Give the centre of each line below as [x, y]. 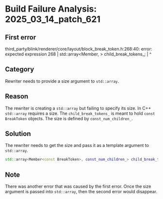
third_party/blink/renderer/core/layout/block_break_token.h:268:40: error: [79, 49]
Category [20, 69]
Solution [18, 134]
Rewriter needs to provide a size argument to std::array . [62, 81]
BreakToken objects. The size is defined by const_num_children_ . [69, 118]
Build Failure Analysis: [51, 9]
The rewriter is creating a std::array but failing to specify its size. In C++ [78, 108]
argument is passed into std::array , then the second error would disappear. [81, 192]
